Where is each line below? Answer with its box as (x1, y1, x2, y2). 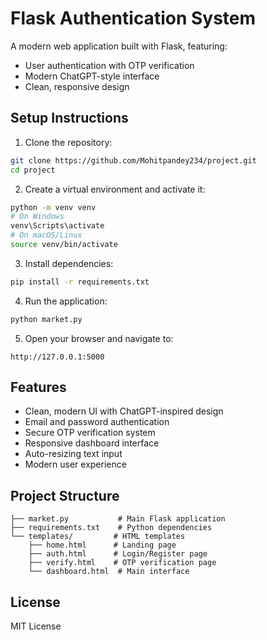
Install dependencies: (24, 257, 114, 269)
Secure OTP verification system (24, 427, 156, 439)
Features (10, 379, 67, 396)
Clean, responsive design (24, 80, 130, 92)
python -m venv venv (10, 202, 97, 212)
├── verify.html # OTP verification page (28, 558, 217, 568)
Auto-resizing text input (24, 448, 123, 460)
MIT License (10, 620, 62, 632)
